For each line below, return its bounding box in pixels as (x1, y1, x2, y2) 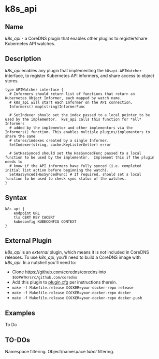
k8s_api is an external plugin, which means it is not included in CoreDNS (5, 250, 149, 255)
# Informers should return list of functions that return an (9, 91, 135, 96)
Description (5, 55, 41, 63)
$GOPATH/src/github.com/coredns (12, 275, 77, 280)
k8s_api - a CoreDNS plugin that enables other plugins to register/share (5, 35, 147, 41)
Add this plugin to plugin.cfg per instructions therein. (12, 280, 117, 285)
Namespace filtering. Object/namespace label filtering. (5, 349, 115, 355)
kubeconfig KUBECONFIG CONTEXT (14, 219, 77, 224)
